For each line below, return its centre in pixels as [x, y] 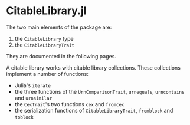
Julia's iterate [33, 85]
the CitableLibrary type [44, 38]
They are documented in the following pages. [61, 56]
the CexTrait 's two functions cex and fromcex [69, 104]
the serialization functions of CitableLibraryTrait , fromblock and [94, 110]
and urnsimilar [33, 98]
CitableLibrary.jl [46, 11]
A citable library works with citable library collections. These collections [94, 68]
